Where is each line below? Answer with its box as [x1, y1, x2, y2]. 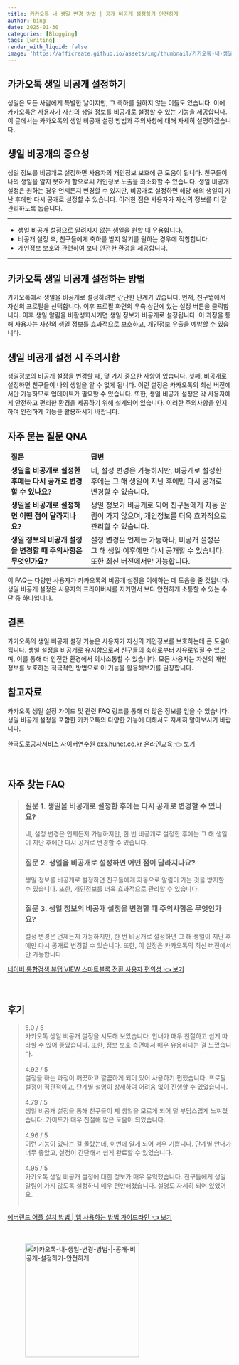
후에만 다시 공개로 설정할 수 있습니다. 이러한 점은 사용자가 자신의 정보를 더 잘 [14, 195, 228, 204]
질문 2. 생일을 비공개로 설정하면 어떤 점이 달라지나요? [24, 858, 196, 868]
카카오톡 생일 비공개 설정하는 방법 [7, 273, 146, 285]
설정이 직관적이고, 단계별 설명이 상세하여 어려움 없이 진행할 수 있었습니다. [24, 1082, 228, 1091]
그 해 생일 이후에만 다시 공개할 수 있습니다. [90, 545, 224, 555]
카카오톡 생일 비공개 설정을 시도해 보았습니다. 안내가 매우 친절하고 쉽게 [24, 1031, 221, 1040]
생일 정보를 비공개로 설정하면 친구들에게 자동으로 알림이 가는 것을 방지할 [24, 875, 225, 884]
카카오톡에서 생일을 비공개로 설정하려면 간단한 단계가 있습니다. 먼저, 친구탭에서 [7, 293, 226, 302]
